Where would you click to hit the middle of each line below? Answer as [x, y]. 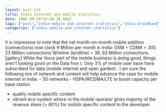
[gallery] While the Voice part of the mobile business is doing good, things [81, 58]
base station [18, 84]
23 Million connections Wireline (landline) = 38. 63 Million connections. [77, 53]
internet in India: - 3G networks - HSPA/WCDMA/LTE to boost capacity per [81, 79]
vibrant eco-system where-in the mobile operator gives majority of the [84, 99]
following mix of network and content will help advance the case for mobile [82, 74]
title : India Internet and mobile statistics [53, 14]
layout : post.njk [23, 10]
